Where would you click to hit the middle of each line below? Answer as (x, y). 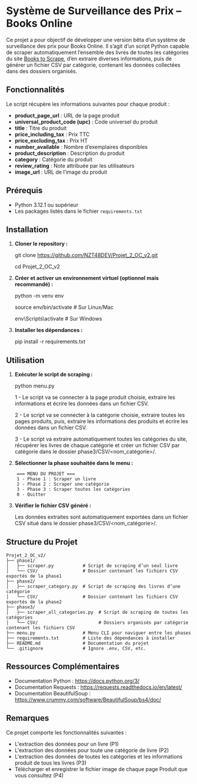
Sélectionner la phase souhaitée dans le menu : (74, 463)
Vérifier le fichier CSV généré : (53, 506)
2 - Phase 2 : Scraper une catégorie (63, 484)
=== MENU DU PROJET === (46, 474)
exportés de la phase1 (34, 576)
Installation (27, 230)
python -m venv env (39, 296)
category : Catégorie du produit (53, 159)
